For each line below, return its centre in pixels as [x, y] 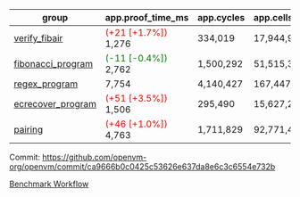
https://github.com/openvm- [95, 157]
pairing [29, 130]
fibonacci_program [54, 64]
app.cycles [221, 17]
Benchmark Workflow [49, 184]
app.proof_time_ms [147, 17]
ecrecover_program [55, 104]
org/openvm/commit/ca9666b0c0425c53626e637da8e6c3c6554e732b [142, 167]
